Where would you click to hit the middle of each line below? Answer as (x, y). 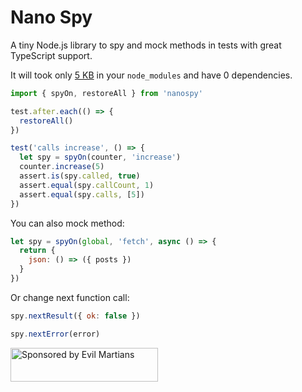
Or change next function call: (70, 297)
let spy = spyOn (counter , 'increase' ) (100, 157)
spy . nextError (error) (55, 334)
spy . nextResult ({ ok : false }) (75, 316)
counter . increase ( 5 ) (62, 167)
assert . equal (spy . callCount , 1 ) (87, 185)
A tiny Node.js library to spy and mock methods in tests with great (146, 45)
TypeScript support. (51, 55)
